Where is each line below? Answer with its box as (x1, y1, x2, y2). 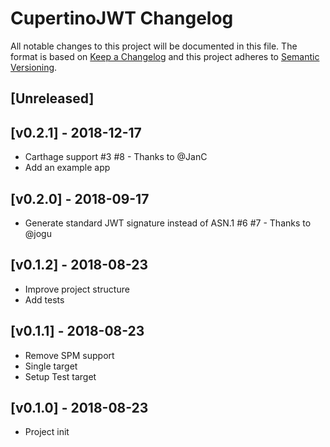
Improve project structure (24, 283, 130, 295)
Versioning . (10, 61, 58, 73)
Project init (24, 426, 70, 438)
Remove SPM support (24, 349, 115, 361)
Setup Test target (24, 370, 97, 382)
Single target (24, 360, 78, 372)
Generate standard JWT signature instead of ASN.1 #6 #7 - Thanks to (24, 217, 312, 229)
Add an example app (24, 162, 111, 174)
